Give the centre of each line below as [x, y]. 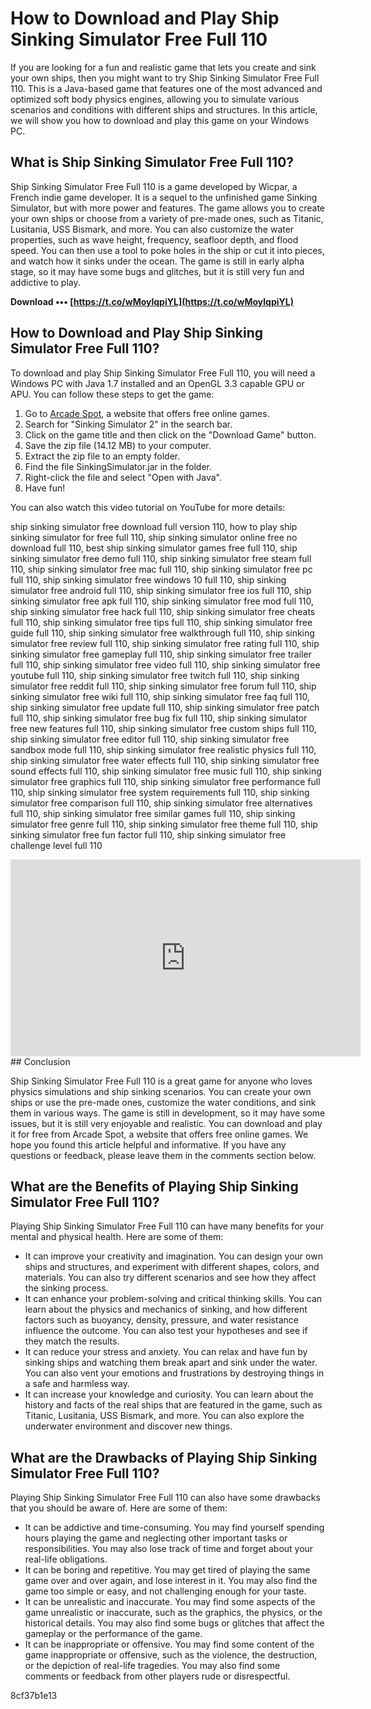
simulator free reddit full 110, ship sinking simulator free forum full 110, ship [163, 686]
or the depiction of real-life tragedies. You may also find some [152, 1666]
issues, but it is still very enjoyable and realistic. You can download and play [166, 1123]
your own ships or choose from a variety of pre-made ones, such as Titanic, [167, 218]
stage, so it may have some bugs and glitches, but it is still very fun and [157, 271]
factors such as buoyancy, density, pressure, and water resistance [161, 1320]
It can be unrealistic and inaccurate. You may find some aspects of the [170, 1602]
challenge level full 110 [56, 845]
